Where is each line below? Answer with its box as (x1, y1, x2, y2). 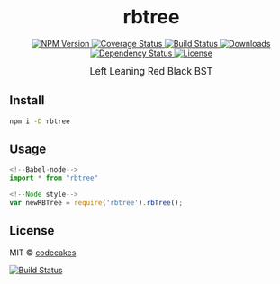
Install (9, 93, 45, 108)
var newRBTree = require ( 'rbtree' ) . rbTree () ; (9, 199, 183, 208)
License (9, 223, 55, 238)
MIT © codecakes (9, 247, 77, 258)
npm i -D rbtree (9, 117, 70, 126)
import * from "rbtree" (9, 173, 99, 183)
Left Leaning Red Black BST (89, 65, 213, 77)
